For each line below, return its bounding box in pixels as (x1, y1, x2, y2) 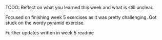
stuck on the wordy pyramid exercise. (5, 20, 85, 26)
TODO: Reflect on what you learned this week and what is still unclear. (5, 5, 154, 10)
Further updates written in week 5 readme (5, 30, 94, 35)
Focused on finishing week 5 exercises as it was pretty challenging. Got (5, 14, 157, 20)
